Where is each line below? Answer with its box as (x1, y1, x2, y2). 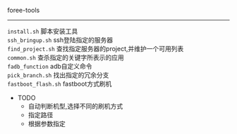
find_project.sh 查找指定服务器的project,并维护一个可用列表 (7, 45, 184, 53)
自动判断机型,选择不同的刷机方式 (28, 102, 123, 110)
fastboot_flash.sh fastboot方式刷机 (7, 80, 112, 88)
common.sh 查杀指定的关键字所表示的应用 (7, 53, 125, 62)
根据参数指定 (28, 119, 66, 128)
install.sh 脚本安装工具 (7, 27, 78, 35)
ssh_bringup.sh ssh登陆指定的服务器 (7, 36, 114, 44)
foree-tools (7, 6, 40, 14)
